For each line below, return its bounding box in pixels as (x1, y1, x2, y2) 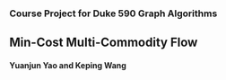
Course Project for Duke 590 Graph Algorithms (9, 7, 218, 20)
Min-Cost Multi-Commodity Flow (9, 35, 198, 50)
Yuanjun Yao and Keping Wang (9, 59, 127, 70)
